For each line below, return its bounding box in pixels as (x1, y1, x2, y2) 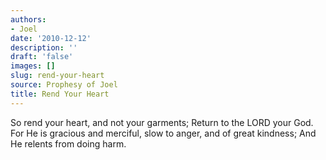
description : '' (10, 42, 78, 53)
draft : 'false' (10, 52, 74, 62)
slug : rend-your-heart (10, 71, 105, 81)
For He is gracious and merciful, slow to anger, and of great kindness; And (10, 127, 317, 139)
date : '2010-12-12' (10, 33, 92, 43)
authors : (10, 14, 47, 25)
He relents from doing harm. (10, 137, 127, 150)
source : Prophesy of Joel (10, 80, 118, 90)
